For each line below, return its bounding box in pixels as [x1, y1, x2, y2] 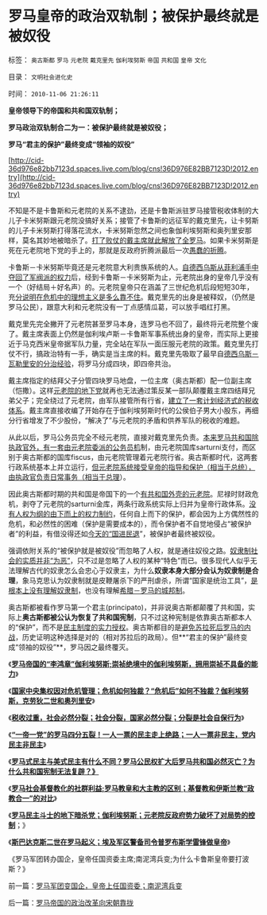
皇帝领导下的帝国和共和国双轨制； [8, 105, 120, 115]
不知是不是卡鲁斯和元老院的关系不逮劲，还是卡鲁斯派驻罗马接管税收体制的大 [8, 205, 259, 215]
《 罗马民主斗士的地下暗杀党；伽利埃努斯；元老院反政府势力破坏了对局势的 [8, 810, 249, 820]
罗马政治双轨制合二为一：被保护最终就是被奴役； [8, 123, 168, 132]
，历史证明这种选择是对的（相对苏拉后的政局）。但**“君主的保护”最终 [15, 632, 241, 641]
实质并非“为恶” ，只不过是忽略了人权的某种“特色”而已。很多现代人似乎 [21, 555, 250, 565]
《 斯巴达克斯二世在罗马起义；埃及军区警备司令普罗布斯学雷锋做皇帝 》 [8, 837, 230, 847]
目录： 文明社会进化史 [8, 72, 73, 81]
